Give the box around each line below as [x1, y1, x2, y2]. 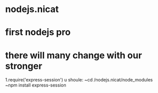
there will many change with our [5, 49, 142, 61]
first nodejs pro [5, 27, 71, 38]
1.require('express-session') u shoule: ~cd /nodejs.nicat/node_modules [5, 77, 153, 83]
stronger [5, 60, 43, 71]
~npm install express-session [5, 82, 66, 88]
